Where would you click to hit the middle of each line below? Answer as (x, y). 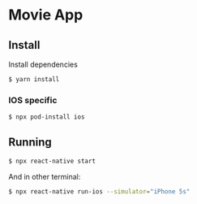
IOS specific (33, 100)
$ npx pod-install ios (47, 117)
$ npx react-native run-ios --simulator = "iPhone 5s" (99, 191)
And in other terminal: (45, 176)
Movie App (46, 15)
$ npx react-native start (52, 161)
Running (30, 143)
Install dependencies (43, 64)
